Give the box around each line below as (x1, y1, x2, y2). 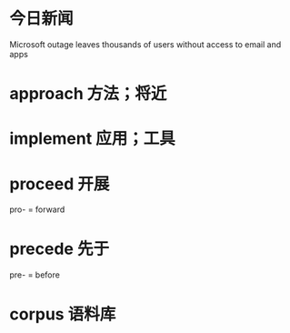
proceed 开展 (9, 174, 110, 194)
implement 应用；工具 (9, 128, 175, 149)
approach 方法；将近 (9, 84, 167, 105)
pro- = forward (9, 204, 65, 215)
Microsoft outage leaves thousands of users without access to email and (9, 38, 282, 50)
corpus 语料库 (9, 304, 116, 325)
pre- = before (9, 269, 61, 280)
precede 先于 (9, 238, 110, 259)
